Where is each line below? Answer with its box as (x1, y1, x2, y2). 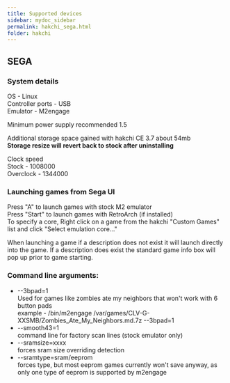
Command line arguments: (7, 271, 99, 281)
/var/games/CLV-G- (93, 308, 150, 317)
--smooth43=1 (17, 323, 59, 331)
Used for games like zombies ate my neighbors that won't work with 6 (17, 294, 218, 302)
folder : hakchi (7, 29, 51, 37)
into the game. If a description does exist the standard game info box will (7, 246, 215, 254)
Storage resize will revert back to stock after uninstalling (7, 141, 174, 150)
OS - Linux (7, 92, 38, 100)
